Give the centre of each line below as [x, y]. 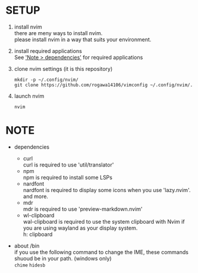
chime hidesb [30, 265]
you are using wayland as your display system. [80, 228]
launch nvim [29, 96]
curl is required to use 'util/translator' [68, 165]
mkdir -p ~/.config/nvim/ [46, 80]
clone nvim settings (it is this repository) [63, 68]
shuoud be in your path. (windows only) [63, 258]
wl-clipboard [39, 215]
